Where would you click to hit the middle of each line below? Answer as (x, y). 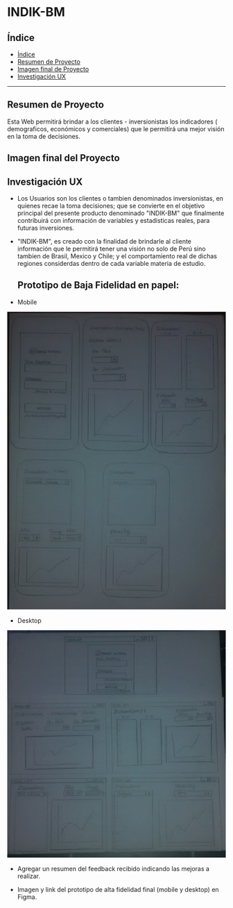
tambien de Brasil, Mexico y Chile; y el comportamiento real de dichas (117, 256)
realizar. (28, 876)
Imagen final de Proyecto (53, 69)
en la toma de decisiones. (44, 136)
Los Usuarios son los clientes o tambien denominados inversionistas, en (120, 199)
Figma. (27, 897)
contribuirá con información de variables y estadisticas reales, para (113, 221)
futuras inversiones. (46, 228)
